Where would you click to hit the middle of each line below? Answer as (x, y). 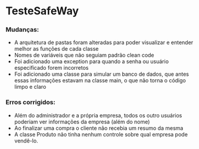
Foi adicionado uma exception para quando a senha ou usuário (91, 61)
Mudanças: (22, 30)
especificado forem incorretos (51, 68)
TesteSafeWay (42, 11)
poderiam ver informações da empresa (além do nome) (82, 122)
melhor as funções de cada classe (56, 49)
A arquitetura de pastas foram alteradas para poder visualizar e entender (104, 42)
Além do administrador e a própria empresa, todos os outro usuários (98, 115)
